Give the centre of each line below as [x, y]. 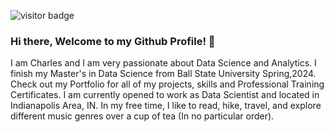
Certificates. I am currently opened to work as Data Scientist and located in [165, 95]
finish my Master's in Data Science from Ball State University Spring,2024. [163, 74]
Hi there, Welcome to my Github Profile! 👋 [113, 41]
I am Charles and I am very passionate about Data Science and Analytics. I [163, 63]
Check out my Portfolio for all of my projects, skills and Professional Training [167, 84]
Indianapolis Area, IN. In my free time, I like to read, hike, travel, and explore [166, 106]
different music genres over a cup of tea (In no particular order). [142, 116]
